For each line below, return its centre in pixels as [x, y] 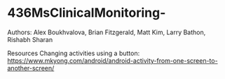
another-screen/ [31, 68]
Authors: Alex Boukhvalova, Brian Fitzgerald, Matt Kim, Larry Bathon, [107, 32]
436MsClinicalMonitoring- [87, 13]
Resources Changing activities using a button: [74, 53]
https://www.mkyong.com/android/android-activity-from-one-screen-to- [113, 60]
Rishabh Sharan [30, 39]
